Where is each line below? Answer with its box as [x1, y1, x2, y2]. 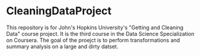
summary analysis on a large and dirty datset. [6, 43, 118, 50]
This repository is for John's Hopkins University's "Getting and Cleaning [6, 24, 184, 31]
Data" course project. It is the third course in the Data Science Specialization [6, 30, 195, 37]
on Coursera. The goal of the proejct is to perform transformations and [6, 36, 180, 43]
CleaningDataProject [6, 4, 112, 18]
